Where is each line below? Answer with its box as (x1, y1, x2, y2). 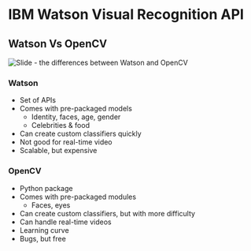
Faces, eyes (31, 200, 71, 210)
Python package (19, 183, 73, 193)
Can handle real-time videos (19, 217, 112, 227)
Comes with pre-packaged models (19, 104, 132, 114)
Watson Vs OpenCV (8, 37, 108, 51)
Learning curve (19, 225, 69, 234)
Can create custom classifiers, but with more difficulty (19, 208, 195, 218)
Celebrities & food (31, 121, 90, 130)
